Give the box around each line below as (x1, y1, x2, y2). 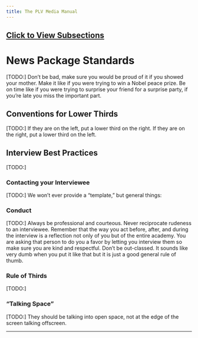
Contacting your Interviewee (6, 178, 90, 186)
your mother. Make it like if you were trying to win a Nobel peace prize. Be (6, 79, 186, 86)
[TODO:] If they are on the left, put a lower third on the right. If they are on (6, 125, 186, 132)
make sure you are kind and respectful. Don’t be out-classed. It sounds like (6, 245, 189, 252)
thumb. (6, 257, 24, 265)
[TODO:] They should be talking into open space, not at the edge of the (6, 313, 179, 320)
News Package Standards (6, 54, 135, 68)
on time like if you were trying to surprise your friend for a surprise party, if (6, 86, 188, 93)
